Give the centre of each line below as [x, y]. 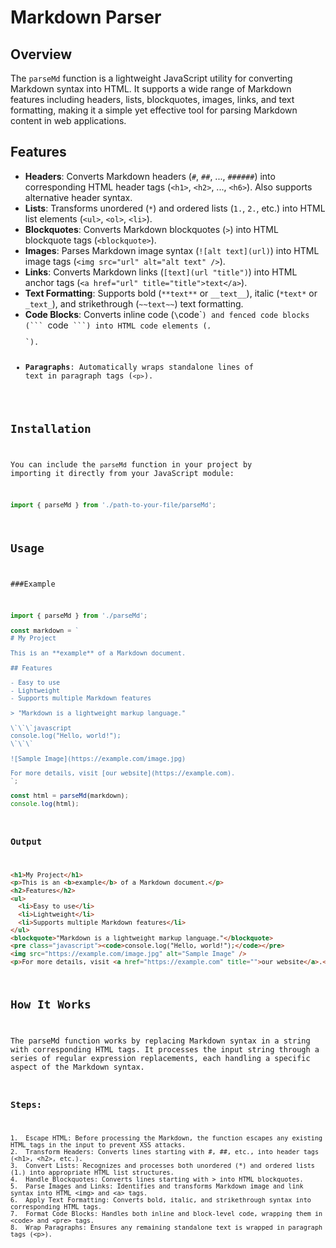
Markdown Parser [86, 17]
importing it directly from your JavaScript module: [122, 474]
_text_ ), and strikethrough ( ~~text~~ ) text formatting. [134, 303]
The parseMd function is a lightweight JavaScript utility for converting [151, 78]
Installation [51, 428]
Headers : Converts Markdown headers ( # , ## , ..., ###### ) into [150, 176]
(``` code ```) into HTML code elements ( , [118, 325]
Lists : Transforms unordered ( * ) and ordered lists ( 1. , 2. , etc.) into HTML [175, 208]
